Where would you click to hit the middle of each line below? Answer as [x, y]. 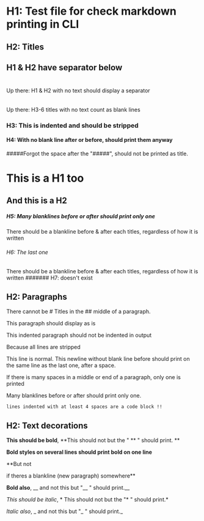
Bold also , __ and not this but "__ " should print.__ [68, 488]
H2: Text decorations [47, 425]
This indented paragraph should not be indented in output [79, 335]
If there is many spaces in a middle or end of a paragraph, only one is [94, 377]
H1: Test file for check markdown [92, 11]
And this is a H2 [37, 201]
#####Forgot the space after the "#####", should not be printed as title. [97, 153]
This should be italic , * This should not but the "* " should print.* [88, 500]
